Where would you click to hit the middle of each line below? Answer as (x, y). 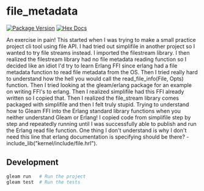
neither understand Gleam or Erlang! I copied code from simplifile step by (99, 117)
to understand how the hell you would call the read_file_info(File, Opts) (95, 78)
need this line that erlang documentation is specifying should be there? (96, 137)
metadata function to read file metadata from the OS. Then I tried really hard (102, 72)
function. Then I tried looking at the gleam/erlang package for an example (99, 85)
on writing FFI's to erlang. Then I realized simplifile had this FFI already (95, 91)
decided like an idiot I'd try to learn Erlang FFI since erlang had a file (92, 66)
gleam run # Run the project (46, 176)
